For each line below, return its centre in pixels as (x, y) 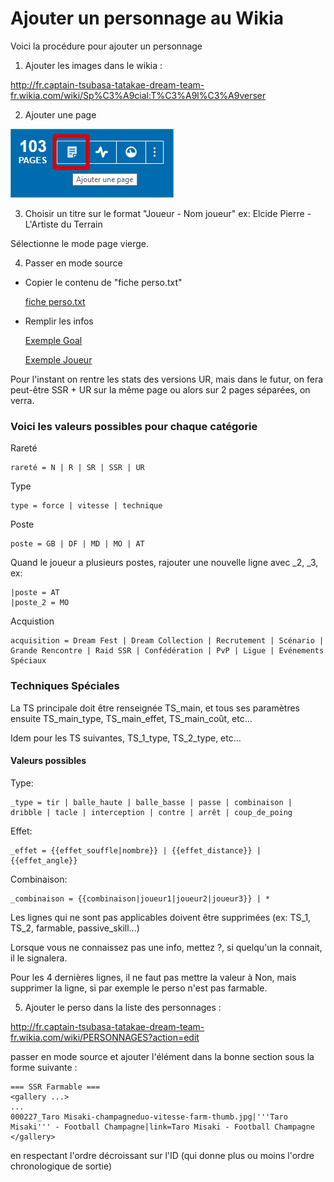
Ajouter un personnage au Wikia (147, 18)
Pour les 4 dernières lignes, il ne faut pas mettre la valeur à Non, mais (153, 977)
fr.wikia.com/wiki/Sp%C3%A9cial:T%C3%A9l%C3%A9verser (138, 95)
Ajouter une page (60, 114)
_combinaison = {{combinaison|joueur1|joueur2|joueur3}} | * (140, 898)
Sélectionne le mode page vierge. (80, 243)
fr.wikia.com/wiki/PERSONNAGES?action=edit (105, 1037)
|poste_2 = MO (40, 603)
